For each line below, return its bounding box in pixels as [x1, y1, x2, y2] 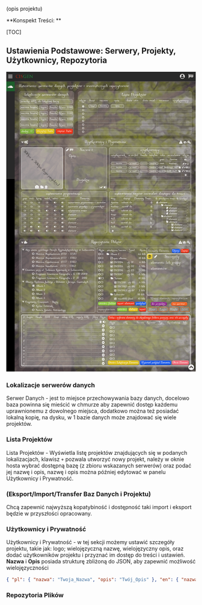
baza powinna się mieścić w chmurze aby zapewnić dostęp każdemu [6, 401, 178, 408]
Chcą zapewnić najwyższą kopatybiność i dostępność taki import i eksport [6, 503, 192, 510]
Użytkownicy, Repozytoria [6, 55, 107, 66]
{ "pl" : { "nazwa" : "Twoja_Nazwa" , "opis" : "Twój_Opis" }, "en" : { [6, 577, 179, 583]
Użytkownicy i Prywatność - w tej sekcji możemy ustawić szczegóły [6, 539, 175, 546]
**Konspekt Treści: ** [6, 17, 62, 24]
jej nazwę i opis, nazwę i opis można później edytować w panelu [6, 468, 166, 475]
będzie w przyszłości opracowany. [6, 510, 92, 517]
